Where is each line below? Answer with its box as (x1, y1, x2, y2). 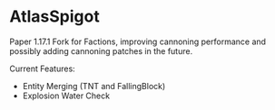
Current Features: (9, 63, 75, 74)
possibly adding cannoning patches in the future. (9, 45, 193, 56)
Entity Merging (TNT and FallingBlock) (22, 80, 166, 91)
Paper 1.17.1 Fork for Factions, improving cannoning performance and (9, 36, 266, 47)
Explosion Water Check (22, 90, 111, 101)
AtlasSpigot (9, 6, 100, 27)
